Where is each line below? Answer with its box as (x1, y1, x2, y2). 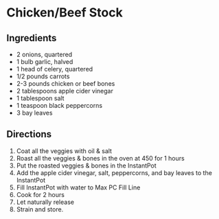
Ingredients (6, 32, 57, 44)
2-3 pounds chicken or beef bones (16, 80, 115, 87)
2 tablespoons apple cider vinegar (16, 87, 114, 95)
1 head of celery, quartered (16, 65, 93, 73)
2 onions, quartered (16, 50, 73, 58)
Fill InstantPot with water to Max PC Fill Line (16, 183, 141, 192)
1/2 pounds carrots (16, 72, 70, 80)
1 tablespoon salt (16, 94, 65, 102)
